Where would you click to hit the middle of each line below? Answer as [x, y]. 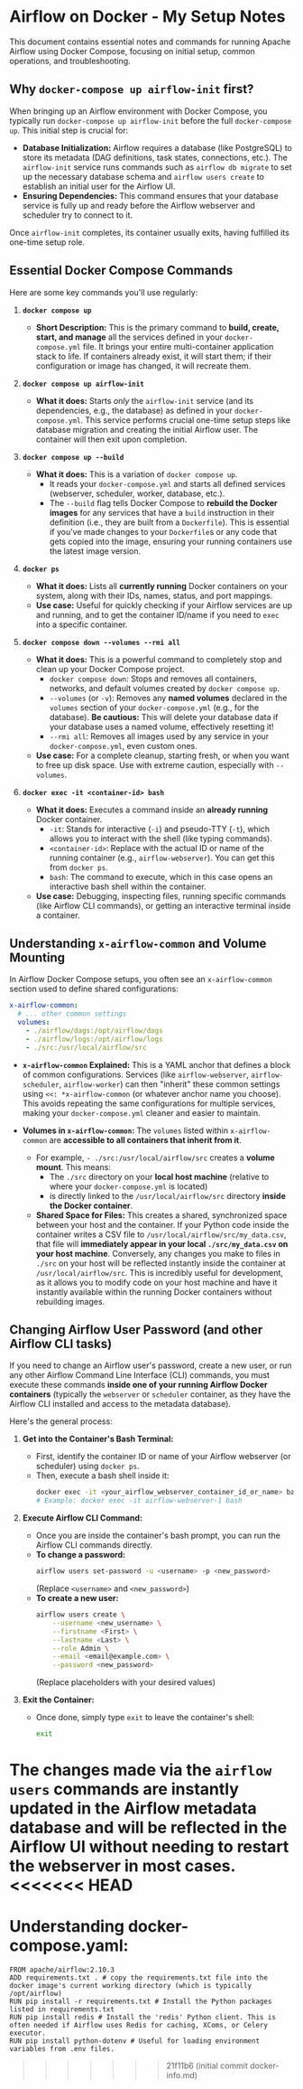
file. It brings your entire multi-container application [178, 346]
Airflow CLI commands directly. [94, 1545]
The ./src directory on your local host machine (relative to [159, 1176]
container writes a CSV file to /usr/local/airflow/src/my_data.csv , [161, 1234]
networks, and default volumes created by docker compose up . [164, 688]
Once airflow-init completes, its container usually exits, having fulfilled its [150, 232]
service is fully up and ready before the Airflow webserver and [138, 205]
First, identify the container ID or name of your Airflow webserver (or [163, 1457]
